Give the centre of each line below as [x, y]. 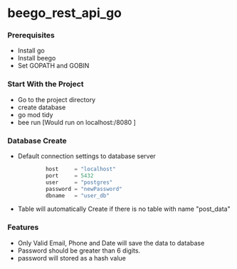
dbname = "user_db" [78, 196]
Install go [31, 50]
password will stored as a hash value [72, 258]
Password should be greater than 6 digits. [79, 251]
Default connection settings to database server [87, 156]
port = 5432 [69, 175]
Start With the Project [46, 84]
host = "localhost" [80, 169]
